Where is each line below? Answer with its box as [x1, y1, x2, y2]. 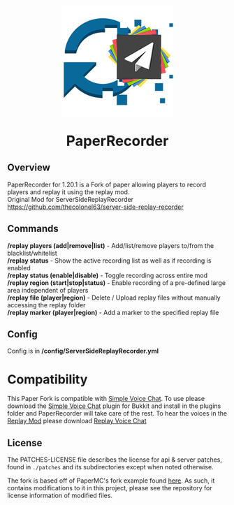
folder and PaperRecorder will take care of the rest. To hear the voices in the [7, 409, 228, 418]
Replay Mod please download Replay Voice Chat [7, 417, 147, 425]
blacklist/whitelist [7, 249, 57, 257]
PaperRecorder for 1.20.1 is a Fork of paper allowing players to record [7, 180, 207, 189]
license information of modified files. [7, 491, 113, 500]
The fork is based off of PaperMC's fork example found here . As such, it [7, 476, 215, 485]
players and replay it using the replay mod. [7, 187, 130, 196]
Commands [7, 223, 59, 235]
